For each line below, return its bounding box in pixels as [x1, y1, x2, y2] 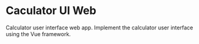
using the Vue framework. [5, 30, 71, 37]
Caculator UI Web [5, 4, 96, 18]
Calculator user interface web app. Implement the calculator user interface [5, 24, 194, 31]
